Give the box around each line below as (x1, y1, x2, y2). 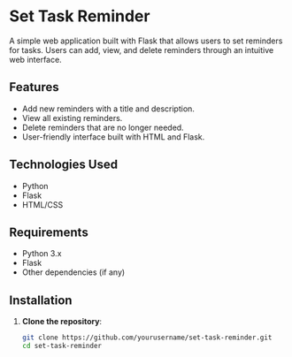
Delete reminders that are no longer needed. (21, 122, 184, 133)
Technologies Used (9, 157, 118, 172)
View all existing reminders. (21, 112, 123, 123)
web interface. (9, 54, 62, 65)
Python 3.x (21, 248, 62, 259)
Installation (9, 292, 73, 308)
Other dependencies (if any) (21, 267, 126, 277)
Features (9, 80, 59, 95)
